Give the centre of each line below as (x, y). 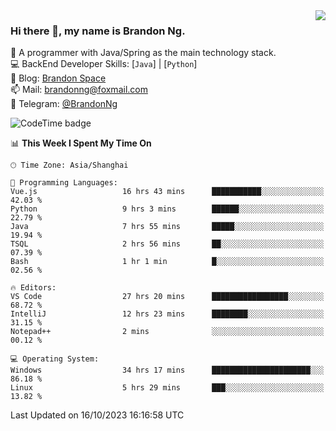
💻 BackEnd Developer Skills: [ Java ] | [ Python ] (104, 64)
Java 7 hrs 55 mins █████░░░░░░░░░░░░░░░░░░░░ (167, 227)
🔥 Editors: (33, 288)
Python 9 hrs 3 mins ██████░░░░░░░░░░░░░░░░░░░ (167, 209)
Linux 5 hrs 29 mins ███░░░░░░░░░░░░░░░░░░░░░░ (167, 388)
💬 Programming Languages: (64, 183)
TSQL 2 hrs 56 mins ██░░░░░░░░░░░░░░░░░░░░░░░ (167, 244)
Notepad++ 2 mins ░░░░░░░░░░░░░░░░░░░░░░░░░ (167, 332)
